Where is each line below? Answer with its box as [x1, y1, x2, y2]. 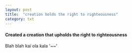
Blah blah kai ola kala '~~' [5, 43, 58, 49]
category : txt [5, 16, 35, 21]
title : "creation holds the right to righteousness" [5, 12, 119, 17]
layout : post [5, 7, 32, 12]
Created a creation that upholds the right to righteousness [5, 32, 128, 38]
